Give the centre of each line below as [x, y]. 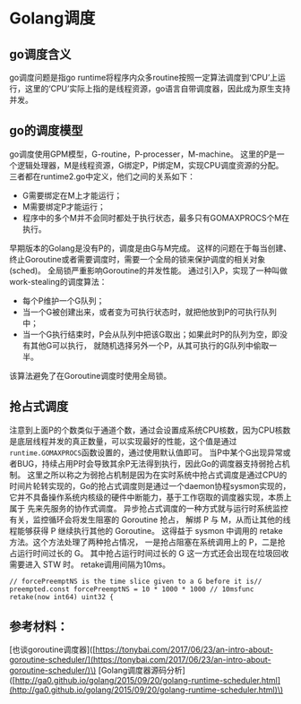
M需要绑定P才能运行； [64, 206]
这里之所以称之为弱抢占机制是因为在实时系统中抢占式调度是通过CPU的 [157, 475]
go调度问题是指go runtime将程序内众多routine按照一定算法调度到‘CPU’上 [144, 77]
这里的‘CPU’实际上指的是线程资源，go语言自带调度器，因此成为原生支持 [158, 89]
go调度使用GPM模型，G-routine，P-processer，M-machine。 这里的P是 [143, 154]
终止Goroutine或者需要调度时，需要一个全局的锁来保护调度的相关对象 [138, 259]
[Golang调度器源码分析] [142, 670]
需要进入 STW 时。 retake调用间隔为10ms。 [90, 564]
